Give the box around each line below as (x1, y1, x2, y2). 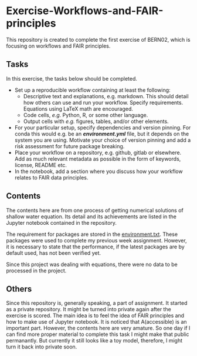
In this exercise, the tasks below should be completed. (6, 75, 138, 82)
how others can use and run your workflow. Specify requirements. (23, 99, 184, 106)
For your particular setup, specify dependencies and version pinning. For (14, 124, 191, 131)
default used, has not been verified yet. (6, 249, 101, 257)
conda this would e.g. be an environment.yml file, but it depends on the (14, 130, 189, 137)
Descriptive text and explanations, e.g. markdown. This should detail (23, 92, 189, 99)
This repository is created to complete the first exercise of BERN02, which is (6, 36, 191, 43)
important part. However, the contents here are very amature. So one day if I (6, 325, 191, 332)
